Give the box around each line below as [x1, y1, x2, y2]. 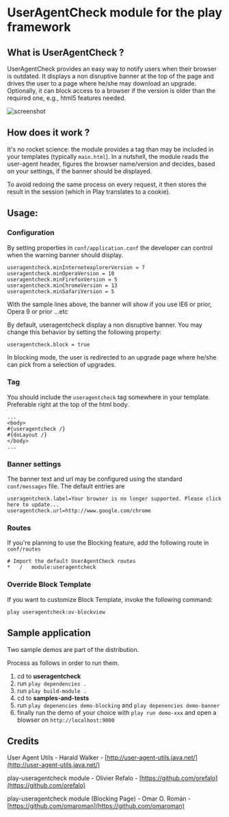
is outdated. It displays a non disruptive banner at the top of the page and [7, 72, 214, 80]
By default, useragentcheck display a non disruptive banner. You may [7, 320, 203, 329]
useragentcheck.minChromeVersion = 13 [7, 282, 118, 289]
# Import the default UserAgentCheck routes [7, 558, 136, 565]
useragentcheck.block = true [7, 341, 90, 348]
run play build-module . [16, 686, 87, 694]
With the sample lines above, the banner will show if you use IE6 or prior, [7, 300, 212, 308]
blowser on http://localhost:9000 [16, 716, 115, 724]
